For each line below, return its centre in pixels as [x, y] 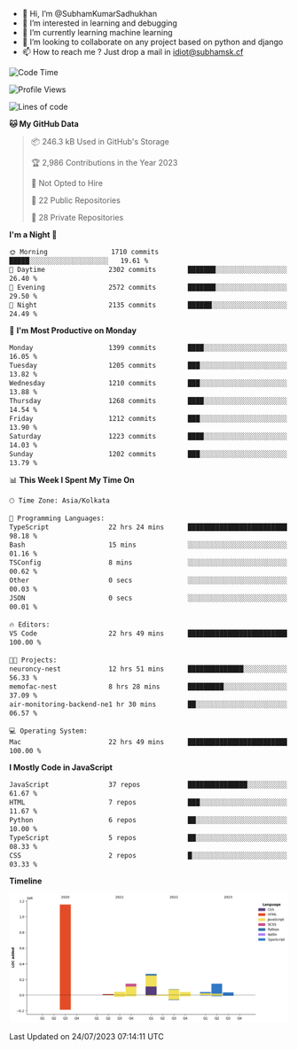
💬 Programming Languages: [57, 518]
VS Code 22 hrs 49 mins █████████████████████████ [148, 634]
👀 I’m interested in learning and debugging [99, 23]
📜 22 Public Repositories [76, 200]
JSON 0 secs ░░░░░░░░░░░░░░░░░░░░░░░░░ [148, 598]
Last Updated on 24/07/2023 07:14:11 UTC [86, 1036]
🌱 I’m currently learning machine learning [97, 32]
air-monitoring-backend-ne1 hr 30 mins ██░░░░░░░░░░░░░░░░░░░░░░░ [148, 704]
